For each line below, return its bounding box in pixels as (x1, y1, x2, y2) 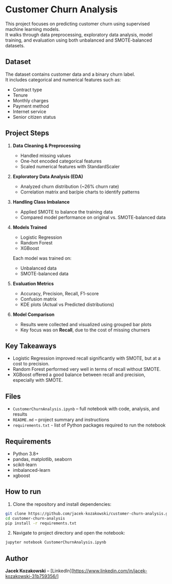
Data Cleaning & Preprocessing (12, 143, 81, 149)
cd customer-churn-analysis (5, 516, 66, 521)
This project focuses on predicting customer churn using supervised (5, 21, 150, 27)
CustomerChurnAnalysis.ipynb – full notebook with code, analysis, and (12, 405, 160, 412)
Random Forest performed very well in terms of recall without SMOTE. (12, 366, 161, 373)
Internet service (12, 108, 47, 114)
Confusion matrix (20, 296, 57, 302)
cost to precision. (12, 361, 50, 367)
